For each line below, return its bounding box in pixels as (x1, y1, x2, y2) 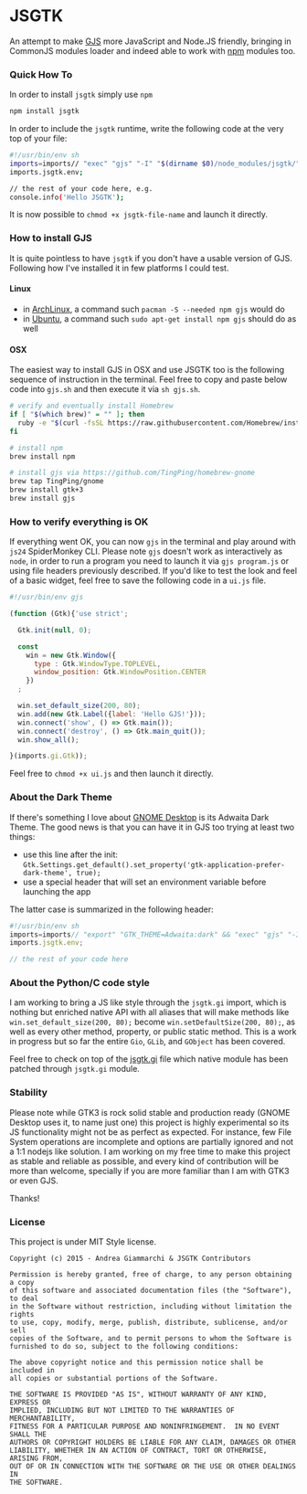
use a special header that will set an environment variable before (22, 876, 267, 887)
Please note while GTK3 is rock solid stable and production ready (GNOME (9, 1107, 291, 1118)
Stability (9, 1086, 48, 1099)
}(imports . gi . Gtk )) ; (9, 751, 89, 761)
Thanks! (9, 1192, 40, 1203)
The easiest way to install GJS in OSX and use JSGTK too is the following (9, 365, 285, 376)
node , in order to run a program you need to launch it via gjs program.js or (9, 556, 290, 567)
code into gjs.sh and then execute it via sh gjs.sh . (9, 384, 201, 395)
